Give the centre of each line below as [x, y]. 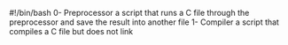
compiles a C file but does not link [71, 31]
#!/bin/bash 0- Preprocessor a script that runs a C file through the [129, 13]
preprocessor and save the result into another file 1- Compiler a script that [144, 22]
